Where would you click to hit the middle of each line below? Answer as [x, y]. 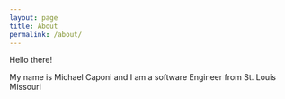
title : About [34, 26]
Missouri [26, 87]
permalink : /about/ [46, 34]
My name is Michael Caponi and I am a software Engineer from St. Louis [143, 77]
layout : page [34, 18]
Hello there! [31, 60]
